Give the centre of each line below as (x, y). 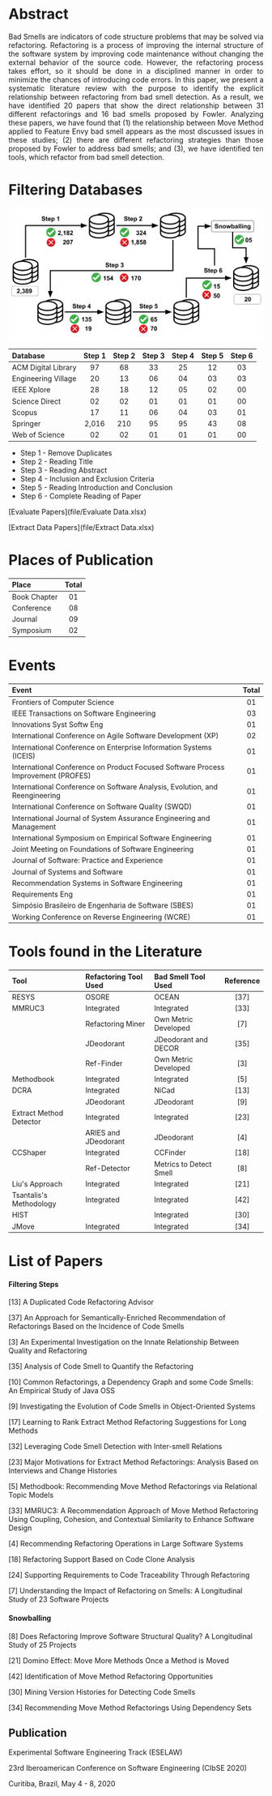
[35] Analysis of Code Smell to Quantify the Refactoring (101, 1366)
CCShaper (29, 1152)
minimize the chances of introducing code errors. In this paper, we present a (136, 79)
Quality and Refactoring (48, 1351)
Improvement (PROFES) (51, 776)
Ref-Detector (108, 1169)
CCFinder (170, 1152)
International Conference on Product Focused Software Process (118, 767)
